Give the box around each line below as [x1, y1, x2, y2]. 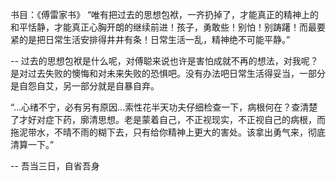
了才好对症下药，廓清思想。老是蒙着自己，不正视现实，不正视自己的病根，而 [10, 114, 326, 125]
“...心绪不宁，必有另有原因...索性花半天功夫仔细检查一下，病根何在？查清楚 [10, 101, 318, 113]
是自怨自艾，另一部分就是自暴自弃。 [10, 80, 160, 92]
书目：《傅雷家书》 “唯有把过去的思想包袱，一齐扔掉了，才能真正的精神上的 [10, 9, 320, 20]
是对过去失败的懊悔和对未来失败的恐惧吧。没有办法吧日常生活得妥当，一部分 [10, 68, 326, 79]
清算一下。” [10, 139, 55, 150]
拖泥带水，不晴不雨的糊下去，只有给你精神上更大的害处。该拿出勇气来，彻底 [10, 126, 326, 138]
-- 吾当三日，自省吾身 [10, 160, 100, 172]
